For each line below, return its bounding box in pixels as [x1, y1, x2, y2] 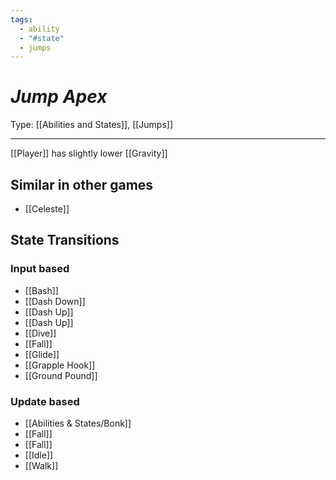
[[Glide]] [24, 348, 60, 360]
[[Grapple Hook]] [24, 359, 96, 371]
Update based [10, 394, 80, 408]
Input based [10, 262, 70, 276]
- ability [19, 24, 60, 34]
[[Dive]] [24, 327, 57, 339]
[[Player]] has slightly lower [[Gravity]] [10, 147, 168, 160]
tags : [10, 14, 33, 25]
